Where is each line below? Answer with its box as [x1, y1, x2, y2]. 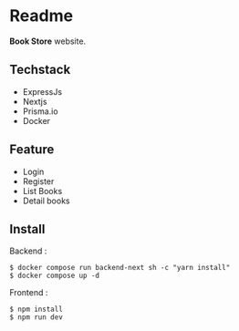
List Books [22, 185, 63, 196]
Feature [9, 142, 55, 158]
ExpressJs [22, 86, 62, 97]
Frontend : [9, 287, 48, 298]
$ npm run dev [9, 313, 64, 322]
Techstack [9, 62, 71, 78]
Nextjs [22, 96, 47, 107]
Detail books [22, 195, 70, 206]
